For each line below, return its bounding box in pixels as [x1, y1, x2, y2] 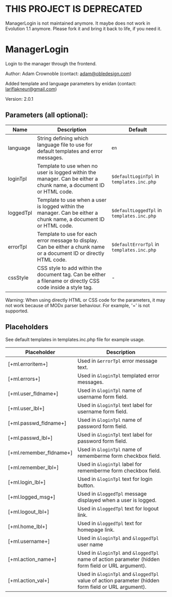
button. [77, 481, 95, 489]
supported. [5, 308, 29, 314]
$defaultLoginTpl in [111, 173, 160, 180]
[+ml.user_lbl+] [8, 404, 45, 412]
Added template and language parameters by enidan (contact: [5, 80, 137, 86]
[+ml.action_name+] [8, 555, 57, 563]
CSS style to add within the [37, 264, 102, 271]
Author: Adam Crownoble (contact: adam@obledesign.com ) [5, 70, 132, 77]
